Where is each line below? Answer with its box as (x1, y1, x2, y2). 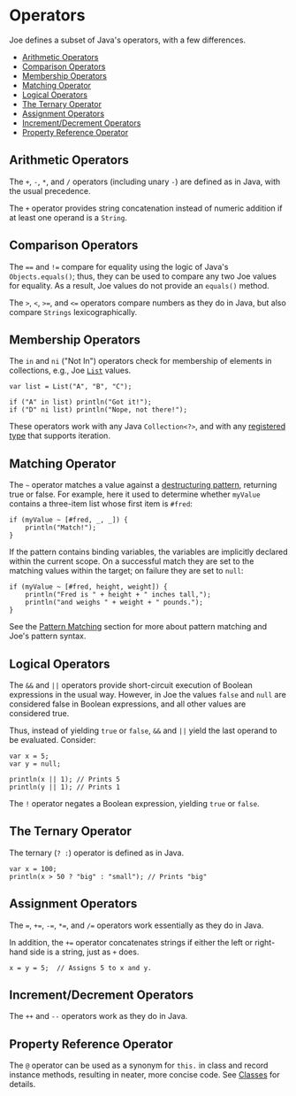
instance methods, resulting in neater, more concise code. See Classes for (9, 1069, 280, 1080)
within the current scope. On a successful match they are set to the (9, 556, 254, 567)
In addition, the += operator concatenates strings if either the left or (9, 937, 254, 947)
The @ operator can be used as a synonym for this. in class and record (9, 1060, 269, 1071)
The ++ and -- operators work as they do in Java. (9, 1011, 188, 1022)
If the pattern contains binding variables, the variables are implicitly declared (9, 546, 288, 558)
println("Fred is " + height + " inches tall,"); (25, 590, 212, 599)
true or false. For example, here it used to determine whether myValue (9, 489, 261, 500)
